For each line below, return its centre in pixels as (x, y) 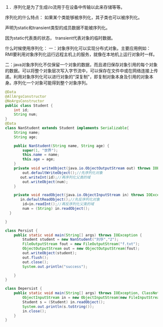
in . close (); (35, 311)
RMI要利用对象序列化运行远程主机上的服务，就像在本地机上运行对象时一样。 (81, 54)
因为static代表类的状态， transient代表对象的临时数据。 (60, 38)
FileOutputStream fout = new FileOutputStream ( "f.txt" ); (81, 244)
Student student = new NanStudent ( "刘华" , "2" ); (71, 240)
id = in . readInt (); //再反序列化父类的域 (58, 204)
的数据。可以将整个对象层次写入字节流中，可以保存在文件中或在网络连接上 (79, 71)
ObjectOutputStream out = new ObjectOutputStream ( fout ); (81, 249)
